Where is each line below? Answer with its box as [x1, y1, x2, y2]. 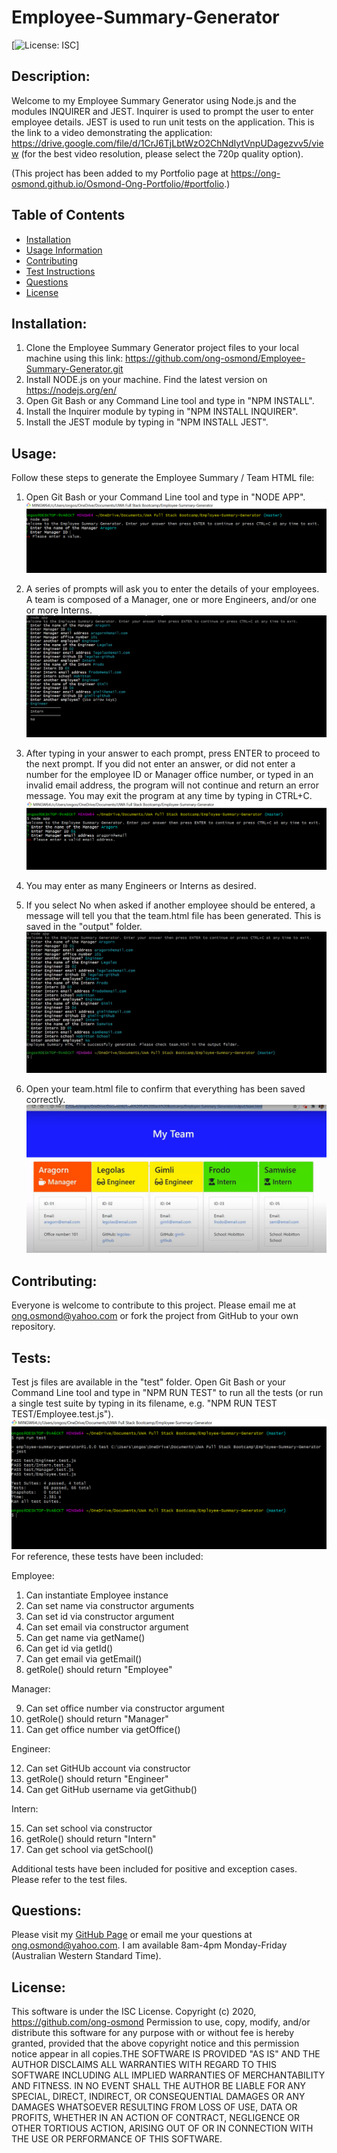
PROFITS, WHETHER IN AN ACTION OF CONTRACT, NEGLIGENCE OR [11, 2112, 301, 2124]
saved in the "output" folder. [25, 921, 143, 932]
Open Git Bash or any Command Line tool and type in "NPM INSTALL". [25, 395, 315, 407]
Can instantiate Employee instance [25, 1589, 169, 1601]
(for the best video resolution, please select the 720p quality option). [20, 147, 304, 160]
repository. [11, 1321, 56, 1333]
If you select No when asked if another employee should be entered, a [25, 899, 316, 911]
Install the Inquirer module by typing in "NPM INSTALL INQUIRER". [25, 406, 299, 418]
